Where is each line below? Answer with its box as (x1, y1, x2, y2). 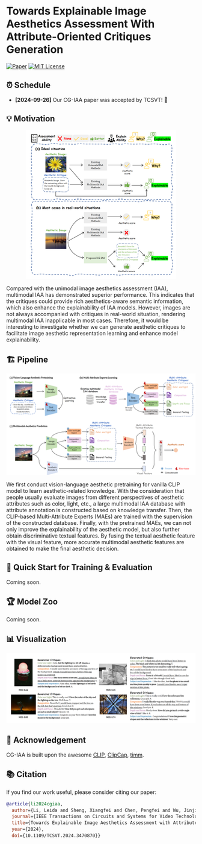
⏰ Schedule (6, 80, 51, 90)
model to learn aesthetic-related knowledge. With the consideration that (6, 487, 185, 495)
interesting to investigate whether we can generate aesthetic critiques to (6, 323, 186, 331)
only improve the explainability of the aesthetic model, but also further (6, 526, 180, 533)
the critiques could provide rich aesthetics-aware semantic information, (6, 297, 183, 305)
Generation (6, 43, 64, 57)
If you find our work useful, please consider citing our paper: (6, 788, 157, 796)
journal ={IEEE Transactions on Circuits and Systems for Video (11, 813, 173, 820)
